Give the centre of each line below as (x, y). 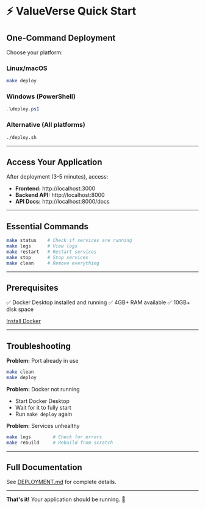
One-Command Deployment (61, 37)
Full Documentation (44, 467)
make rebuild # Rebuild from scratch (60, 443)
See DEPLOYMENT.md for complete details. (62, 482)
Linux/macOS (27, 68)
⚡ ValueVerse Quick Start (71, 11)
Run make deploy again (43, 414)
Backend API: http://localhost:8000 (60, 195)
